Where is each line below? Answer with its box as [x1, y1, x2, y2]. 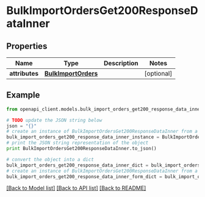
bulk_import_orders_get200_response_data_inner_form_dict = [6, 173, 163, 180]
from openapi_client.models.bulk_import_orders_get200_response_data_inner [6, 106, 203, 112]
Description [103, 59, 138, 67]
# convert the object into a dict [6, 156, 95, 162]
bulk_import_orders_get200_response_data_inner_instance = [6, 134, 160, 140]
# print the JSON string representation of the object [6, 140, 149, 146]
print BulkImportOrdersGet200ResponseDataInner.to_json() [6, 146, 157, 152]
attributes [9, 70, 38, 77]
